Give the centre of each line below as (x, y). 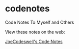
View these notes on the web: (35, 32)
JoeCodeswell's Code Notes (34, 41)
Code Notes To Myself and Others (40, 22)
